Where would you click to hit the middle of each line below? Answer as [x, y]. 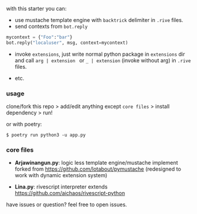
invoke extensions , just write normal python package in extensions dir [100, 54]
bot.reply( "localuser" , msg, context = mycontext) [67, 43]
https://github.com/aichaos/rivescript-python [70, 193]
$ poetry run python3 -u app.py [46, 135]
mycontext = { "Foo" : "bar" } [39, 37]
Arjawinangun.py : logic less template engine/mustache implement [96, 163]
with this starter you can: [36, 9]
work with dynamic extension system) [61, 175]
